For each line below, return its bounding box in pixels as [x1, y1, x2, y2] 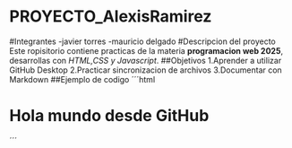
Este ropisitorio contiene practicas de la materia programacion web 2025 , [9, 45, 284, 56]
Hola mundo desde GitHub [9, 106, 210, 126]
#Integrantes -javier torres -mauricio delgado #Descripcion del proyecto [9, 36, 276, 47]
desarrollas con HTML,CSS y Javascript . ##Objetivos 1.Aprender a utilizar [9, 55, 282, 65]
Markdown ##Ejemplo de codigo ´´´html [9, 74, 156, 84]
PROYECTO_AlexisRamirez [9, 6, 212, 27]
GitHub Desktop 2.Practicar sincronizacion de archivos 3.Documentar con [9, 65, 282, 75]
